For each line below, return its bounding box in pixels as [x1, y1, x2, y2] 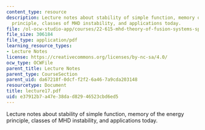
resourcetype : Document [6, 83, 67, 89]
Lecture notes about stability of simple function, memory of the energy [6, 110, 184, 117]
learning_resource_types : [6, 43, 72, 49]
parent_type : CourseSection [6, 71, 78, 77]
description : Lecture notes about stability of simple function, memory [6, 15, 195, 21]
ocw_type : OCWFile [6, 60, 53, 66]
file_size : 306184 [6, 32, 53, 38]
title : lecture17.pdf [6, 88, 62, 94]
